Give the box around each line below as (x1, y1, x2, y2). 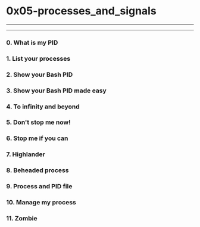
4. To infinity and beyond (6, 102, 80, 111)
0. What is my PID (6, 38, 58, 46)
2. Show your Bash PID (6, 70, 73, 79)
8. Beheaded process (6, 166, 69, 175)
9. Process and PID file (6, 182, 73, 191)
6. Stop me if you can (6, 134, 68, 142)
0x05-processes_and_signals (6, 4, 157, 18)
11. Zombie (6, 214, 37, 222)
